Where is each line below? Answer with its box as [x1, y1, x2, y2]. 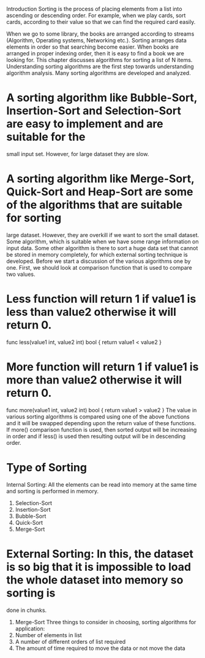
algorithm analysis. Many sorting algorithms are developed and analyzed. [6, 69, 191, 76]
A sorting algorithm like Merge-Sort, [6, 172, 195, 186]
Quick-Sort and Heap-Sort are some [6, 185, 193, 199]
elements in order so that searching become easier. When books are [6, 43, 179, 50]
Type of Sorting [6, 460, 88, 474]
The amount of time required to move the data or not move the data [15, 644, 185, 652]
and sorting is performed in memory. [6, 487, 99, 495]
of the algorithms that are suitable [6, 198, 182, 212]
